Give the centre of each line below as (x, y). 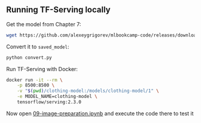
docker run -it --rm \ (34, 80)
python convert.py (29, 57)
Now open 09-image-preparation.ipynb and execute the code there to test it (100, 113)
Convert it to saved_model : (38, 47)
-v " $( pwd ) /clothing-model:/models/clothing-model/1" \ (88, 91)
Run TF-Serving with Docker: (42, 69)
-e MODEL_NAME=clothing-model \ (57, 97)
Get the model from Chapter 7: (44, 24)
